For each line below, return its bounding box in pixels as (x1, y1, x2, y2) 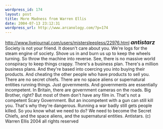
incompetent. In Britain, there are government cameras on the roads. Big (5, 87, 151, 93)
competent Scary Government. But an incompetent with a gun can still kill (5, 98, 153, 103)
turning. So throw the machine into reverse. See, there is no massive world (5, 56, 156, 62)
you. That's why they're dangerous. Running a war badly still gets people (5, 103, 152, 108)
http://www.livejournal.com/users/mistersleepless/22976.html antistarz (5, 39, 155, 46)
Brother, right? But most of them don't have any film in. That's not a (5, 92, 141, 98)
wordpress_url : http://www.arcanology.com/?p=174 (5, 26, 109, 30)
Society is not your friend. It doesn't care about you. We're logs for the (5, 45, 148, 52)
